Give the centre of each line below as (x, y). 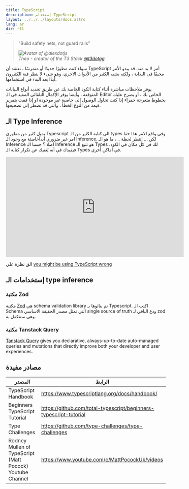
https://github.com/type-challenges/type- (92, 426)
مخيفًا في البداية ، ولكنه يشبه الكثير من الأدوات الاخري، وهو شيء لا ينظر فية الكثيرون (85, 74)
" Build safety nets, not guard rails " (54, 43)
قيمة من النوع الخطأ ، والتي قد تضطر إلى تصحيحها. (53, 105)
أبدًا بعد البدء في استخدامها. (31, 79)
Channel (18, 478)
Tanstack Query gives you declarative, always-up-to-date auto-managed (82, 341)
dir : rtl (15, 29)
